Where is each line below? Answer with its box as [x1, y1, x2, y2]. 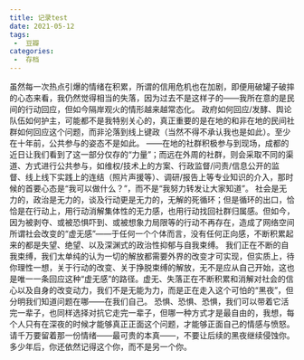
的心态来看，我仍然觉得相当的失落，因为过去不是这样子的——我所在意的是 [9, 92, 287, 103]
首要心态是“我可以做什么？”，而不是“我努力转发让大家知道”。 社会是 [24, 183, 280, 194]
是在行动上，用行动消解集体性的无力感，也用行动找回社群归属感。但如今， [16, 205, 295, 216]
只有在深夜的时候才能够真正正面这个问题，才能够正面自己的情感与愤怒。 [24, 318, 295, 329]
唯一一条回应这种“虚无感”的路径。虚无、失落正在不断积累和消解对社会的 [16, 273, 287, 284]
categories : [9, 47, 54, 56]
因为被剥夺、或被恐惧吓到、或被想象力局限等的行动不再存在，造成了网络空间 [9, 217, 295, 227]
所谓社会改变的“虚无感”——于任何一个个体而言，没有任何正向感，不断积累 [9, 228, 287, 239]
